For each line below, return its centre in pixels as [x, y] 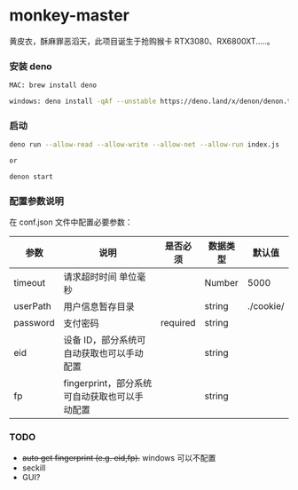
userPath [32, 306]
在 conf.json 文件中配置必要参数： [71, 222]
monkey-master [70, 16]
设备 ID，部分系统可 [105, 340]
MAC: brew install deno [53, 85]
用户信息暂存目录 [99, 307]
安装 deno [31, 66]
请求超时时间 [90, 277]
